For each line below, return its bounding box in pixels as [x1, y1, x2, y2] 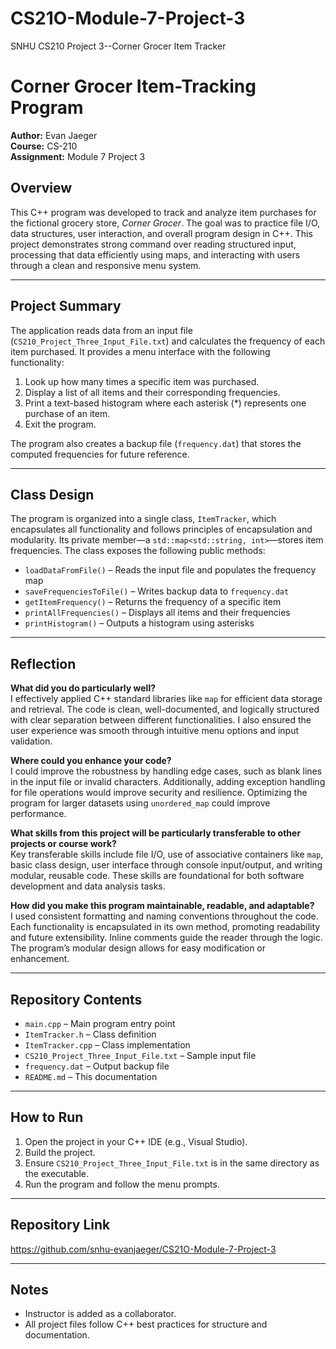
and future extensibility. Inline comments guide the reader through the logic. [10, 932, 323, 944]
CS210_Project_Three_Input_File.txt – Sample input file [24, 1049, 257, 1061]
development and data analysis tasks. [10, 880, 166, 892]
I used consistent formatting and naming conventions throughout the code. [10, 910, 319, 922]
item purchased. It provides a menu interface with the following [10, 345, 271, 357]
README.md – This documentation [24, 1070, 158, 1082]
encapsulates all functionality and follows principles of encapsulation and [10, 523, 313, 536]
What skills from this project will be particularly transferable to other [10, 827, 302, 839]
